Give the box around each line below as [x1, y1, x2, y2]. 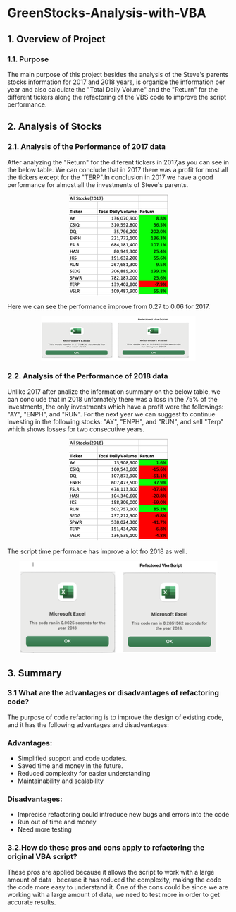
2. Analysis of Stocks [7, 121, 102, 133]
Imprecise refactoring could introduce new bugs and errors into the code [17, 810, 230, 819]
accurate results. [7, 898, 56, 906]
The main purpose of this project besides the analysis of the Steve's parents [7, 70, 229, 78]
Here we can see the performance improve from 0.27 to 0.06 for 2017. [7, 302, 211, 311]
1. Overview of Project [7, 33, 106, 45]
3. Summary [7, 667, 62, 679]
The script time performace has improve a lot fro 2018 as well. [7, 547, 188, 556]
